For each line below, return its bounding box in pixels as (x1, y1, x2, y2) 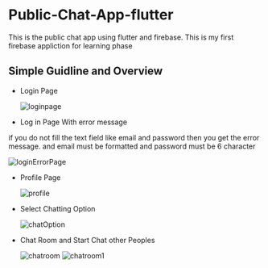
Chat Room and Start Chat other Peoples (19, 235, 155, 245)
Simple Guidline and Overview (8, 65, 163, 78)
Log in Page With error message (19, 117, 127, 127)
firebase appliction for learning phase (8, 40, 133, 50)
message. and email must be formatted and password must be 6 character (8, 141, 256, 151)
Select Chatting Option (19, 203, 96, 213)
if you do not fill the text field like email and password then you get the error (8, 132, 260, 142)
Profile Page (19, 172, 61, 182)
